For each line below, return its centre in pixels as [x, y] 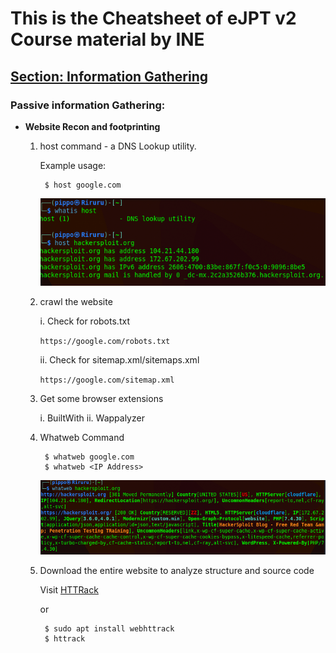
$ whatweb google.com [89, 457]
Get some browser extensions [101, 399]
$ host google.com [83, 185]
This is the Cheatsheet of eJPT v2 [153, 18]
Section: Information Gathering [109, 76]
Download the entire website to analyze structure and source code [177, 570]
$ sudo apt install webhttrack [109, 628]
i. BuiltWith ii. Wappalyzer [92, 418]
